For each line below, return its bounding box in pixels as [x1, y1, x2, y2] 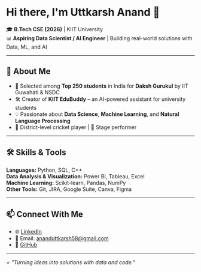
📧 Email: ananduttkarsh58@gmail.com [14, 235, 109, 242]
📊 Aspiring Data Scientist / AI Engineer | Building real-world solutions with [6, 34, 193, 41]
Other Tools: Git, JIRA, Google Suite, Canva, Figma [6, 186, 132, 193]
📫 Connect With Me [6, 209, 84, 219]
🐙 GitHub [14, 241, 38, 249]
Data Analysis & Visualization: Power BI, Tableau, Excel [6, 172, 145, 180]
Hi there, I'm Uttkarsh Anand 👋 [6, 5, 160, 19]
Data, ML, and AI [6, 43, 48, 50]
